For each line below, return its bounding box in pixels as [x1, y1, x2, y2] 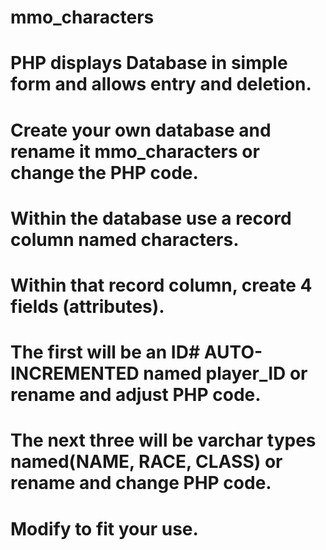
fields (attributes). [10, 295, 165, 318]
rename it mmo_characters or [10, 140, 260, 163]
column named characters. [10, 228, 240, 251]
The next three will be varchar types [10, 429, 317, 452]
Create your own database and [10, 119, 272, 141]
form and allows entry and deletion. [10, 73, 312, 96]
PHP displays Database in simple [10, 52, 288, 75]
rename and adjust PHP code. [10, 384, 262, 406]
